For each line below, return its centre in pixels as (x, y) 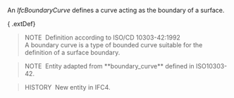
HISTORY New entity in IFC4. (67, 87)
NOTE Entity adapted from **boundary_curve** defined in (110, 66)
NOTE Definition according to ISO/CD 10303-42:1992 (103, 37)
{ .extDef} (21, 24)
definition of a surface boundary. (72, 53)
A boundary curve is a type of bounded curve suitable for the (113, 45)
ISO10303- (212, 66)
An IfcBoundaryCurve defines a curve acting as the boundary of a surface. (116, 10)
